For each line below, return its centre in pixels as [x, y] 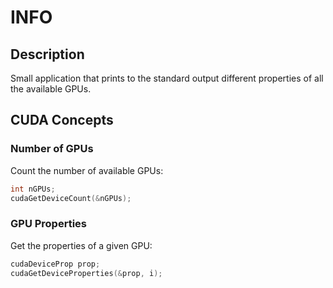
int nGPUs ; [33, 189]
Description [47, 54]
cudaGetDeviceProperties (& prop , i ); [86, 273]
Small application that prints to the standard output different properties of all [167, 78]
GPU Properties [48, 224]
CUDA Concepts [62, 120]
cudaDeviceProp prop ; [55, 264]
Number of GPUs [52, 149]
